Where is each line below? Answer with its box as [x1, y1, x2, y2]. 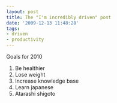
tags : [6, 25, 20, 32]
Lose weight [14, 71, 46, 78]
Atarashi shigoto [14, 90, 56, 97]
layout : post [6, 8, 39, 15]
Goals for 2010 [6, 53, 43, 60]
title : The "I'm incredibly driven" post [6, 14, 112, 20]
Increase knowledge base [14, 77, 79, 84]
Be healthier [14, 65, 45, 72]
